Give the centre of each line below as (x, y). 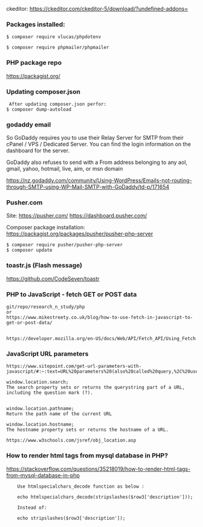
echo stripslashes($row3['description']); (71, 518)
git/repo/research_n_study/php (46, 307)
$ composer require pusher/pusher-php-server (64, 245)
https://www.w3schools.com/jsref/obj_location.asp (71, 440)
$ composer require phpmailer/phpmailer (58, 48)
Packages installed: (36, 24)
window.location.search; (37, 382)
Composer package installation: (46, 227)
